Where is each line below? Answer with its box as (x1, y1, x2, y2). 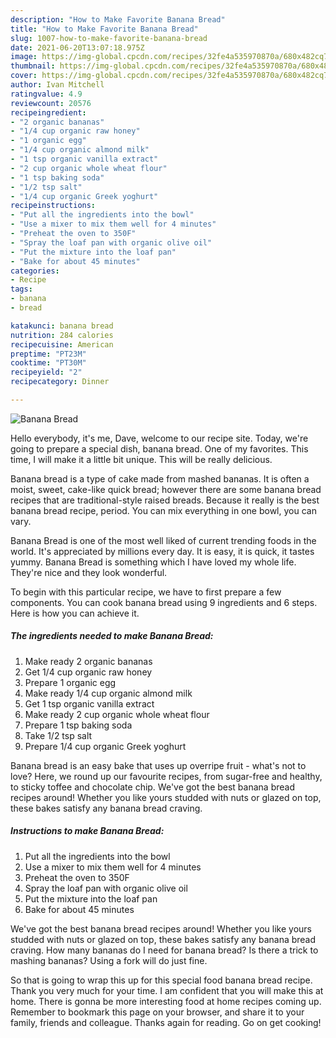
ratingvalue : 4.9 (10, 89, 83, 99)
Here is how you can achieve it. (10, 607, 140, 619)
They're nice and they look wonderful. (10, 566, 168, 578)
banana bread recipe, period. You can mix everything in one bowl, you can (10, 504, 317, 516)
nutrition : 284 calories (10, 330, 114, 340)
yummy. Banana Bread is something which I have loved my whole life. (10, 556, 297, 568)
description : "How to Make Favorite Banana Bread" (10, 14, 226, 25)
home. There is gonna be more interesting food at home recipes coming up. (10, 995, 322, 1007)
